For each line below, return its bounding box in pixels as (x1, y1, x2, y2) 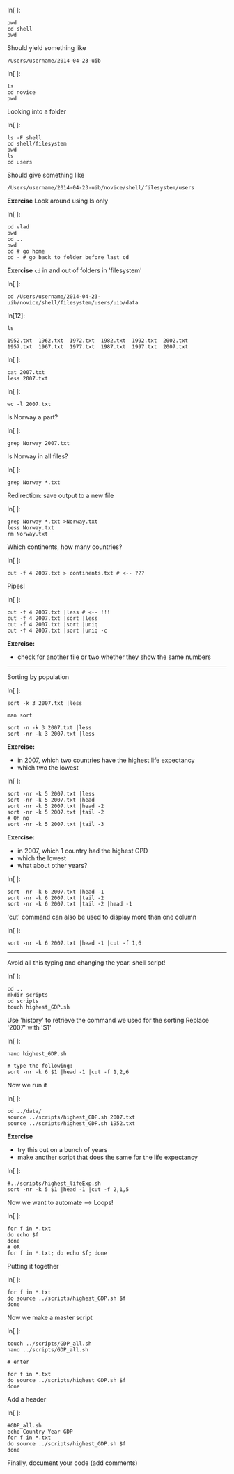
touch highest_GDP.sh (7, 1004, 70, 1011)
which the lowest (17, 854, 66, 862)
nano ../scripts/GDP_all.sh (7, 1347, 89, 1353)
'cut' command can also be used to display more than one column (7, 913, 197, 921)
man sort (7, 712, 33, 719)
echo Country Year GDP (7, 1428, 73, 1435)
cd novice (7, 89, 36, 96)
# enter (7, 1358, 30, 1365)
